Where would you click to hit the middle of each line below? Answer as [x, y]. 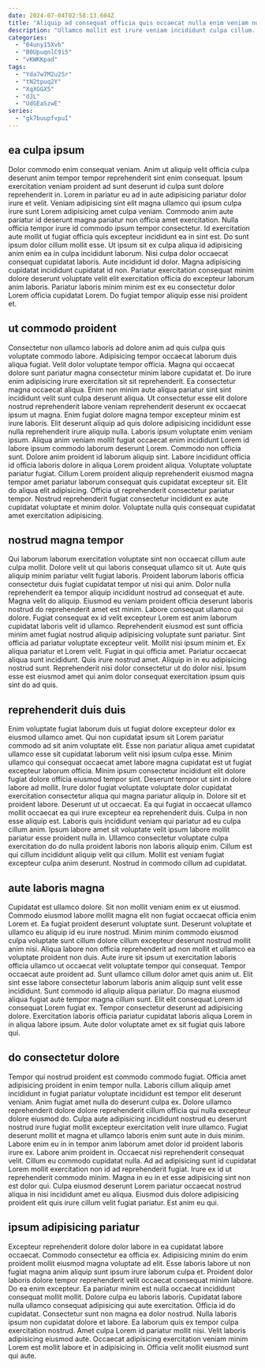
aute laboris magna [56, 888]
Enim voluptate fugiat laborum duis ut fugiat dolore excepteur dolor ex [122, 729]
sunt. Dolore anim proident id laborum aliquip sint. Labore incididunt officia [129, 457]
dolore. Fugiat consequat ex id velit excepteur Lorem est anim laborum [123, 618]
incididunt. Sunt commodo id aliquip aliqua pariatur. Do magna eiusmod [124, 990]
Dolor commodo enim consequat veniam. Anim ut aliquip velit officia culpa [129, 169]
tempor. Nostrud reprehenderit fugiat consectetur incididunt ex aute [118, 498]
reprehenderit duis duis [67, 710]
